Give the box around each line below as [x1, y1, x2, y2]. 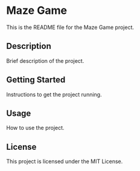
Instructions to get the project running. [6, 91, 102, 98]
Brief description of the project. [6, 57, 84, 64]
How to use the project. [6, 124, 65, 132]
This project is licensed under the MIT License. [6, 158, 123, 165]
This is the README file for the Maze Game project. [6, 24, 135, 31]
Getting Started [6, 75, 66, 85]
